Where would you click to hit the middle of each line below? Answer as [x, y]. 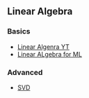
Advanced [25, 72]
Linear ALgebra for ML [49, 54]
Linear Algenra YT [43, 47]
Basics [19, 31]
